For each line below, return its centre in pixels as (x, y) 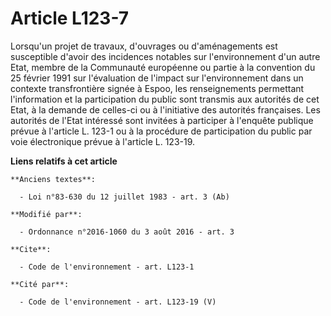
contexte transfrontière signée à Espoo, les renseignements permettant (157, 88)
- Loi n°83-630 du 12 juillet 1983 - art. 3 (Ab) (124, 197)
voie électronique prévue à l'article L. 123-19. (103, 141)
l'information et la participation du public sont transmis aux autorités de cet (165, 99)
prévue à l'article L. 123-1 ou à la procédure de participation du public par (161, 131)
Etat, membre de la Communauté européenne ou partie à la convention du (163, 67)
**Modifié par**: (46, 214)
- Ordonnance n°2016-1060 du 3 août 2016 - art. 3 (127, 232)
